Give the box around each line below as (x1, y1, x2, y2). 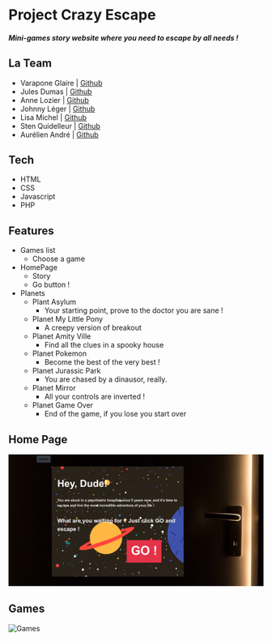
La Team (8, 57, 53, 71)
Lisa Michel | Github (19, 112, 87, 122)
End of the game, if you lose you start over (44, 409, 187, 419)
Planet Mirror (32, 383, 76, 393)
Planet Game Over (32, 400, 94, 410)
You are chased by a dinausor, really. (44, 374, 168, 384)
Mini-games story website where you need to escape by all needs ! (8, 32, 239, 42)
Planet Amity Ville (32, 331, 91, 341)
